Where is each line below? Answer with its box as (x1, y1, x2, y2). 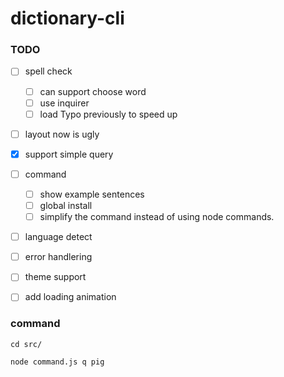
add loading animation (24, 291, 117, 303)
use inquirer (39, 97, 90, 109)
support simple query (24, 148, 114, 160)
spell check (24, 65, 73, 77)
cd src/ (10, 339, 43, 349)
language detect (24, 231, 93, 243)
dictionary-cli (10, 7, 125, 30)
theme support (24, 271, 87, 283)
